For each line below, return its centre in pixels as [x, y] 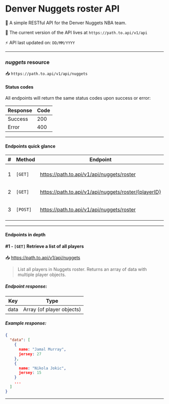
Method [25, 159]
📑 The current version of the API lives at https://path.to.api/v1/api [76, 32]
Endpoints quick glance [30, 146]
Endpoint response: [26, 286]
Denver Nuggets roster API [62, 9]
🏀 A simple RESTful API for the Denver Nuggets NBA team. [66, 23]
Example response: [26, 323]
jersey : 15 [30, 373]
